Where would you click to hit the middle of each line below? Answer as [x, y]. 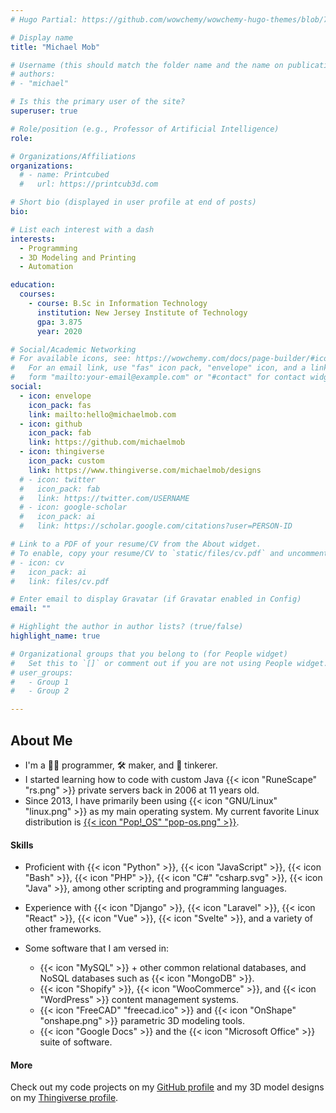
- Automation [46, 267]
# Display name [42, 37]
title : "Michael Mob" [55, 47]
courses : [37, 294]
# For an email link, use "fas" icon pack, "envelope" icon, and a [158, 368]
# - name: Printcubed [64, 175]
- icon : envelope [55, 396]
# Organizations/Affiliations [73, 156]
